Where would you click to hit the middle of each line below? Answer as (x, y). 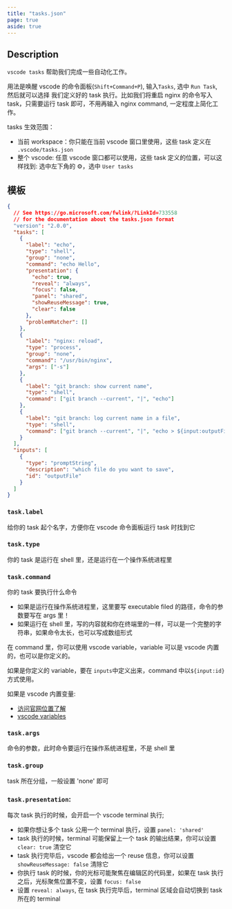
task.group (25, 766)
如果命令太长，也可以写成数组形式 (84, 633)
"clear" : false (54, 309)
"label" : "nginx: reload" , (64, 341)
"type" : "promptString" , (61, 463)
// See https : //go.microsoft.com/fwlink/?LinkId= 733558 (95, 213)
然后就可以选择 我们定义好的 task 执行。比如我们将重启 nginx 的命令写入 (110, 95)
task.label (25, 512)
